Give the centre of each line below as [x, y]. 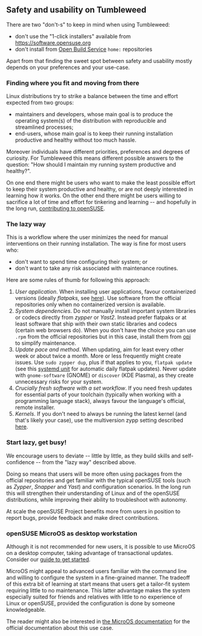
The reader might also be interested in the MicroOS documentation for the [98, 621]
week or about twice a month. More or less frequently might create [98, 356]
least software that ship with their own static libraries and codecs [96, 324]
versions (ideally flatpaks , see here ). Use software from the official [98, 298]
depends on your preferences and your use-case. [68, 67]
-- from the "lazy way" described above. [86, 462]
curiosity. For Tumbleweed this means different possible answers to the [95, 158]
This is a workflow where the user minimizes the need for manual [87, 237]
